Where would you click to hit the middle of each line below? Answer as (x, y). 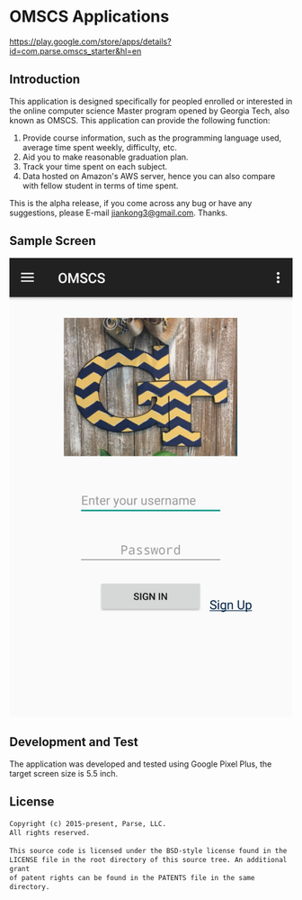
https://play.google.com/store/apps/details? (91, 41)
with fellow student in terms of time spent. (100, 186)
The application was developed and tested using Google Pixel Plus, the (141, 764)
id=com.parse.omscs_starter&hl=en (75, 50)
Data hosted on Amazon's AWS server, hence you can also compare (149, 176)
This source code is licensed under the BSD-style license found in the (148, 850)
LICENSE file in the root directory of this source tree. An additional (148, 859)
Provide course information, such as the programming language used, (152, 138)
